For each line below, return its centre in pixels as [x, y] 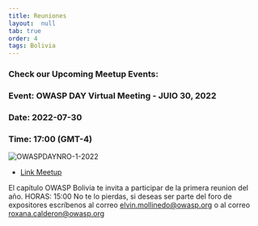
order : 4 [23, 38]
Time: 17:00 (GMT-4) [51, 139]
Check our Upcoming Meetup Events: [84, 74]
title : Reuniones [38, 16]
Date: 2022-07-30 [45, 117]
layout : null [32, 23]
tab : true [25, 31]
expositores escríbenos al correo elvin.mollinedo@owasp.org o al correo [129, 205]
